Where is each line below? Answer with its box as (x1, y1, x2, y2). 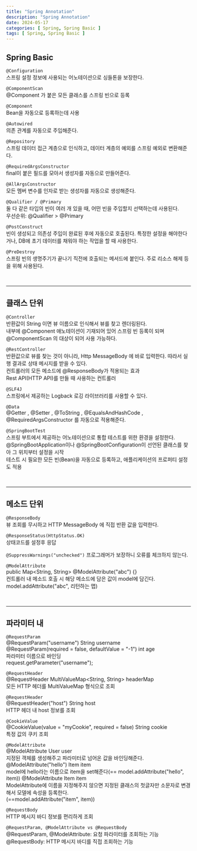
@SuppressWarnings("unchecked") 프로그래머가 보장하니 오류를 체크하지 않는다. (6, 551, 189, 558)
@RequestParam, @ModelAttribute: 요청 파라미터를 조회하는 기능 (6, 831, 159, 838)
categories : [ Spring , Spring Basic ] (6, 25, 101, 31)
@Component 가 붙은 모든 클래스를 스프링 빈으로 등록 (6, 91, 130, 98)
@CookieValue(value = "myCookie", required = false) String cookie (6, 724, 168, 731)
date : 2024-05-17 (6, 19, 49, 25)
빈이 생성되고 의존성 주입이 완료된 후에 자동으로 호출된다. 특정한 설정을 (6, 230, 167, 237)
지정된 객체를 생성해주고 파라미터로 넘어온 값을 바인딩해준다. (6, 754, 144, 761)
